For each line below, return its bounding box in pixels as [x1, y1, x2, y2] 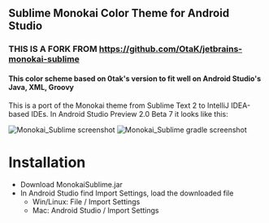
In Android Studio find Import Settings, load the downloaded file [20, 188, 234, 198]
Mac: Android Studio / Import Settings [32, 206, 159, 216]
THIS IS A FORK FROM [8, 44, 98, 55]
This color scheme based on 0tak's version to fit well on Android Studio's [8, 73, 262, 84]
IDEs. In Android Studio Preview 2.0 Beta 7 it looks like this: [31, 109, 229, 118]
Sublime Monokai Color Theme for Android [8, 6, 230, 20]
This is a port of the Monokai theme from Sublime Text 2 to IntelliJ [8, 101, 230, 110]
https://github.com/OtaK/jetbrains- [98, 44, 242, 55]
